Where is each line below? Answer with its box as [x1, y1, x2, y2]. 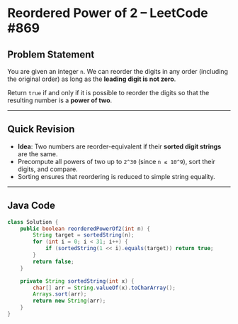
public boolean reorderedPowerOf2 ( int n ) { [20, 225, 151, 232]
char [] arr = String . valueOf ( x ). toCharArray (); [33, 284, 176, 291]
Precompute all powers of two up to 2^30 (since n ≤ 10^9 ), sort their [17, 157, 216, 166]
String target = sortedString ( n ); [33, 232, 135, 239]
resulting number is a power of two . [7, 96, 113, 104]
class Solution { [7, 218, 59, 225]
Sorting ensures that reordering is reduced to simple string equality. [17, 172, 215, 180]
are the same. [17, 149, 58, 158]
